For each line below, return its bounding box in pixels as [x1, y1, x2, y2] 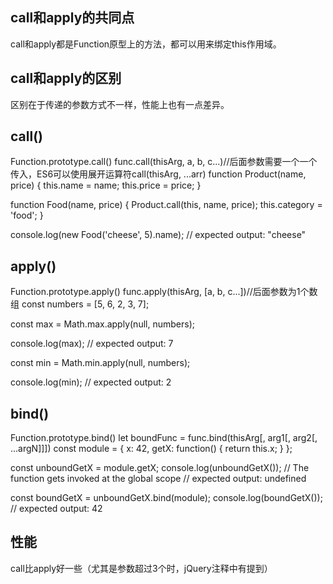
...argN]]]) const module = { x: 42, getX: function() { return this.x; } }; [10, 443, 293, 455]
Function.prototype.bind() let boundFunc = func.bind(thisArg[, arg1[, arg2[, [10, 432, 318, 444]
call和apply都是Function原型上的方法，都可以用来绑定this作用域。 [10, 38, 282, 50]
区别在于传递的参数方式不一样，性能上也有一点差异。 [10, 98, 230, 110]
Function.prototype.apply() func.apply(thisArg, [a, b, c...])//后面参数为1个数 [10, 286, 318, 298]
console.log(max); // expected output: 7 [10, 338, 174, 350]
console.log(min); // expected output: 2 [10, 376, 172, 388]
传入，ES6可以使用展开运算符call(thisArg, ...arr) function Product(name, [10, 168, 307, 180]
